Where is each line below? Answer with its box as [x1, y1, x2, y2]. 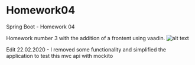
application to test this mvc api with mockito [6, 52, 113, 59]
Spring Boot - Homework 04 [6, 23, 75, 30]
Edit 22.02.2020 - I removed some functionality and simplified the [6, 45, 167, 53]
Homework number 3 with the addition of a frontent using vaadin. [6, 34, 165, 41]
